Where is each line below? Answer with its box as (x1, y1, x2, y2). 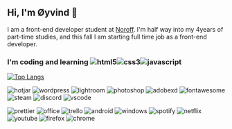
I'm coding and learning (7, 57, 89, 66)
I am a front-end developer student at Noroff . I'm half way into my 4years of (7, 25, 224, 33)
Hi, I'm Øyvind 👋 (7, 7, 78, 19)
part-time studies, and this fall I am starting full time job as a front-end (7, 32, 207, 41)
